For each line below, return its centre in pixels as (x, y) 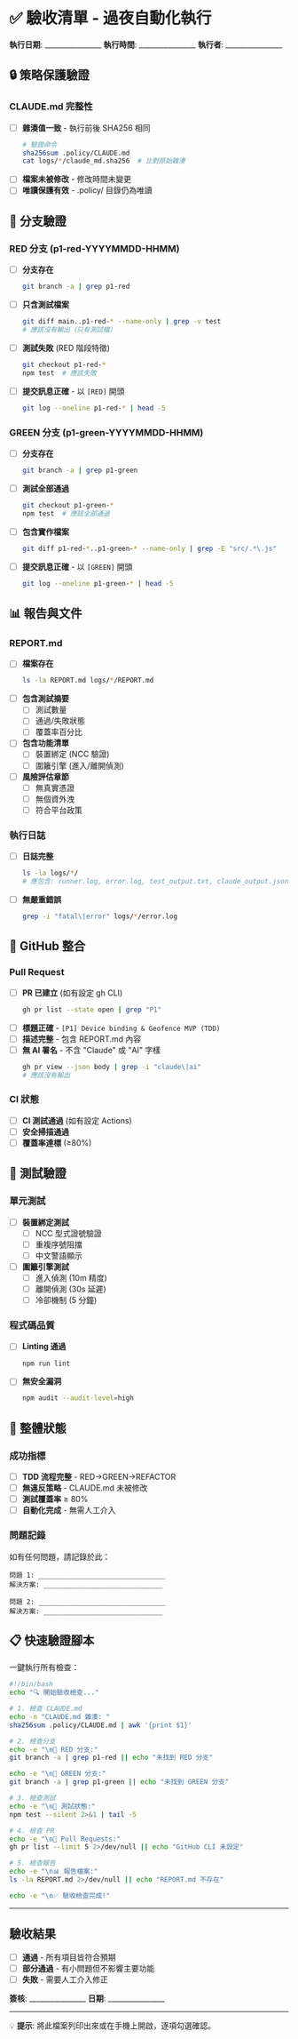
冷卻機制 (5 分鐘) (66, 1300)
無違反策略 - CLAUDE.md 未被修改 (85, 1488)
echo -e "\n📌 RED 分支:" (54, 1749)
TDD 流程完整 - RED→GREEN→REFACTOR (99, 1477)
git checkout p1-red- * (64, 364)
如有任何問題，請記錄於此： (60, 1556)
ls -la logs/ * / (50, 873)
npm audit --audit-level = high (78, 1398)
